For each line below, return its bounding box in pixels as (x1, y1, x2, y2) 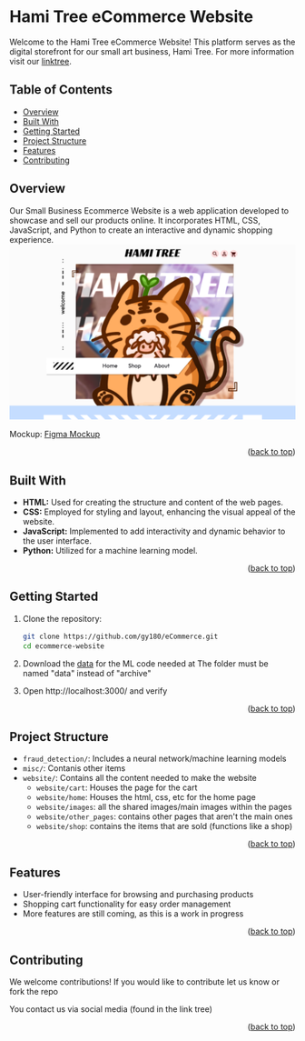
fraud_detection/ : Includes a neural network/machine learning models (22, 753, 287, 765)
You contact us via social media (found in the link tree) (9, 1003, 213, 1015)
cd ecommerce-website (22, 641, 104, 651)
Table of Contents (9, 82, 113, 97)
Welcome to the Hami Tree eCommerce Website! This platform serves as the (9, 36, 296, 47)
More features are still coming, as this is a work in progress (22, 908, 244, 919)
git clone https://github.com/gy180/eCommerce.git (22, 632, 219, 641)
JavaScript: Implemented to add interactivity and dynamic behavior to (22, 526, 286, 536)
